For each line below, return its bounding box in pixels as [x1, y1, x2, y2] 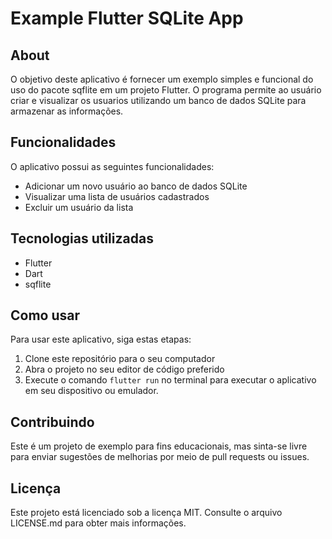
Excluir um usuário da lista [24, 201, 134, 213]
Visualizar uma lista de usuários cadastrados [24, 190, 210, 202]
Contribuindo [10, 413, 95, 431]
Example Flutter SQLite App [10, 7, 244, 30]
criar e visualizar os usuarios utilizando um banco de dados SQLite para [10, 95, 307, 106]
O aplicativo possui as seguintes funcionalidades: [10, 160, 215, 172]
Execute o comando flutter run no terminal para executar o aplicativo [24, 374, 317, 386]
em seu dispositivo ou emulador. [24, 385, 159, 397]
